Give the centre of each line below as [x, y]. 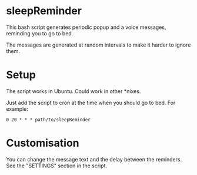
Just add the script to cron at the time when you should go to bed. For [91, 103]
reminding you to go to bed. [40, 33]
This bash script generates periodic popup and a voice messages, [86, 27]
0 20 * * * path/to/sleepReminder [49, 120]
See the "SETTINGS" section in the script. [57, 166]
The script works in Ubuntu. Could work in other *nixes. [74, 91]
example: [17, 109]
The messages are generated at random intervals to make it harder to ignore [98, 45]
